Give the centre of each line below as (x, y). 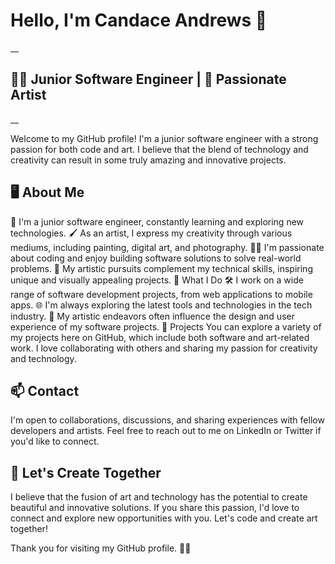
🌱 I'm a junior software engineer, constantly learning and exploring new (157, 221)
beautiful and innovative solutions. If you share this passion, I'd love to (155, 508)
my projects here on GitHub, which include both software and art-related (160, 337)
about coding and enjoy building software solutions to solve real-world (156, 258)
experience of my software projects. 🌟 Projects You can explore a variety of (166, 326)
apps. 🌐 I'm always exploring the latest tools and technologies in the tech (161, 305)
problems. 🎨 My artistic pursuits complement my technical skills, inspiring (161, 268)
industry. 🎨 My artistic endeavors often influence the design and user (152, 316)
